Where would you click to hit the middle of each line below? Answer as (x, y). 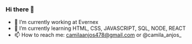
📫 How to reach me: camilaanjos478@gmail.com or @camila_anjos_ (98, 35)
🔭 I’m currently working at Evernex (56, 22)
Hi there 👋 (20, 9)
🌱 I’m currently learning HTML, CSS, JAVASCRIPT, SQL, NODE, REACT (100, 28)
